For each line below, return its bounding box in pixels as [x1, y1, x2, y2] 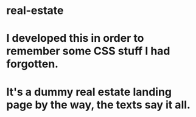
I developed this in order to [6, 32, 144, 45]
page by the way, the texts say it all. [6, 98, 191, 112]
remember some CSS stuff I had [6, 44, 170, 58]
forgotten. [6, 57, 59, 71]
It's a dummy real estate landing [6, 85, 172, 99]
